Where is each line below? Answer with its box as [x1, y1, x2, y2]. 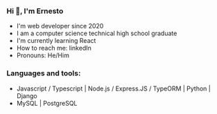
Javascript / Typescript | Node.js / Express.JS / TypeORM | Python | [16, 84, 211, 93]
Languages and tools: [6, 68, 81, 78]
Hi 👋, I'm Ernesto [6, 6, 64, 16]
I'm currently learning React [16, 37, 96, 45]
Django [16, 91, 37, 99]
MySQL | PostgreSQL [16, 99, 78, 107]
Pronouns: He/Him [16, 51, 70, 59]
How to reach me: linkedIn [16, 44, 92, 53]
